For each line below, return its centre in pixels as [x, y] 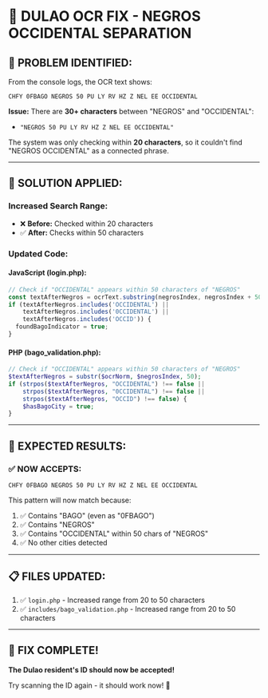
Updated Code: [38, 253]
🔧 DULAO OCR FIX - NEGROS [104, 16]
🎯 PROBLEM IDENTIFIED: [71, 63]
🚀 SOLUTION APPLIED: [65, 183]
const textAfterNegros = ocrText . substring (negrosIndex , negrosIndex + [130, 297]
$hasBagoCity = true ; [58, 407]
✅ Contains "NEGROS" [57, 524]
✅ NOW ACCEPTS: [45, 469]
